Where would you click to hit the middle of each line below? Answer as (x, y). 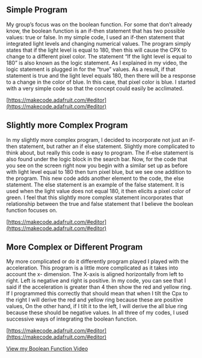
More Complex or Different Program (75, 247)
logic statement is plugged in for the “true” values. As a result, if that (91, 69)
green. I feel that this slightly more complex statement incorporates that (95, 197)
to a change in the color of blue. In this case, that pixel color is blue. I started (101, 82)
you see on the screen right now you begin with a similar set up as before (97, 165)
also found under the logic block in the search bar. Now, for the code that (97, 159)
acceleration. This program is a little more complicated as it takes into (92, 268)
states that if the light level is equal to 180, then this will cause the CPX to (97, 50)
